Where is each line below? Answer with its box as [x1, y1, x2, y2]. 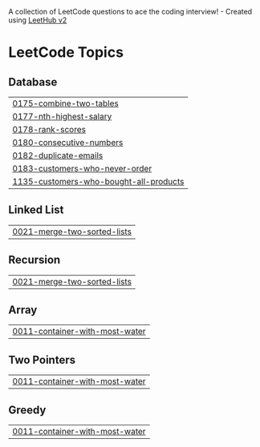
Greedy [8, 403, 47, 417]
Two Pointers [8, 352, 76, 367]
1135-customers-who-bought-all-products [12, 176, 185, 187]
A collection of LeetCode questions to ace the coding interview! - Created [8, 7, 253, 16]
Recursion [8, 253, 61, 267]
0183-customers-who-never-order [12, 163, 152, 174]
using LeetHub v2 [8, 15, 67, 25]
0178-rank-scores [12, 124, 87, 135]
